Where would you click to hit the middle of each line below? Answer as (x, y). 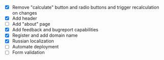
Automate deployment (35, 47)
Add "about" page (31, 24)
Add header (24, 18)
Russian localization (33, 41)
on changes (24, 13)
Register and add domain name (45, 35)
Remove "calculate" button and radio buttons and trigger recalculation (86, 7)
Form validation (29, 52)
